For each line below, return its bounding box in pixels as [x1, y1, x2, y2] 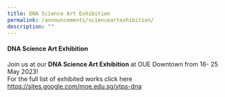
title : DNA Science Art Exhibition [7, 10, 111, 17]
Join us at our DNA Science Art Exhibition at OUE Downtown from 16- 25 [7, 60, 218, 68]
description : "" [7, 23, 54, 30]
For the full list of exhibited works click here [7, 74, 133, 83]
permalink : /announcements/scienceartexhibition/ [7, 17, 155, 24]
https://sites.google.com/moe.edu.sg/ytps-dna [7, 82, 142, 90]
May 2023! [7, 67, 38, 76]
